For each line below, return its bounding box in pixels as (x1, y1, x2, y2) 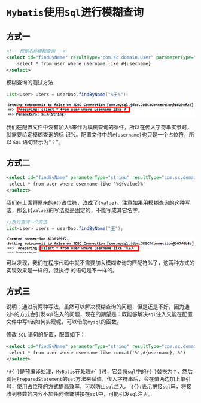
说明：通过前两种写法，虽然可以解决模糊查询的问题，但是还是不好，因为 (6, 303, 184, 310)
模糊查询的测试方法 (6, 78, 54, 86)
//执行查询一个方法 (6, 219, 48, 225)
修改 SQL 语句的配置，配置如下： (6, 331, 86, 338)
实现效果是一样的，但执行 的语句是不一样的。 (6, 267, 118, 274)
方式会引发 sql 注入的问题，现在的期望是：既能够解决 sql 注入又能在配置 (19, 311, 193, 318)
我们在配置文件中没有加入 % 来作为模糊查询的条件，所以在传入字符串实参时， (6, 123, 193, 131)
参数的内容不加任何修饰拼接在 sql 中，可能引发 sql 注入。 (16, 390, 154, 397)
